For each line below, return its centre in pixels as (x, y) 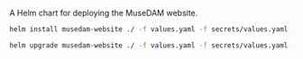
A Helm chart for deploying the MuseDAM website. (104, 13)
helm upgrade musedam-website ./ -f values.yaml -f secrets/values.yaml (149, 45)
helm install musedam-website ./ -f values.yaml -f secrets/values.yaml (149, 29)
